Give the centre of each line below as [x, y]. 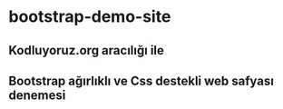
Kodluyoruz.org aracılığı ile [87, 50]
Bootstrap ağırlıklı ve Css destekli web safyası [141, 80]
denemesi [37, 95]
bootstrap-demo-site [90, 17]
